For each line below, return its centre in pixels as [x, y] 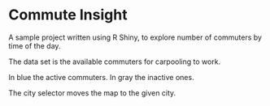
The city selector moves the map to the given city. [92, 93]
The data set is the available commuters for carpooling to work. [115, 61]
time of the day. [35, 45]
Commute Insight [68, 15]
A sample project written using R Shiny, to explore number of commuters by [135, 37]
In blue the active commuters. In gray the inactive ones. [101, 77]
